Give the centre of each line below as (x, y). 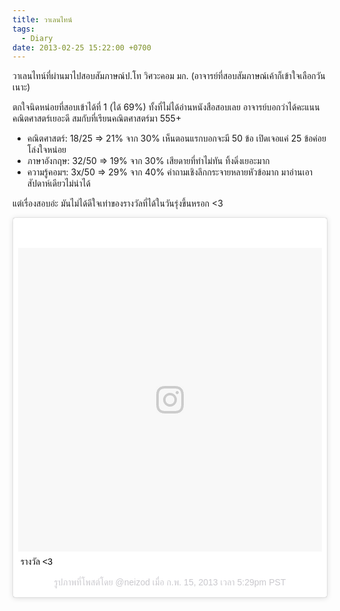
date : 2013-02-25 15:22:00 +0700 (82, 47)
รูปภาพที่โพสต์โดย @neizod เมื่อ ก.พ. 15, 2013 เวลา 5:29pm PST (170, 582)
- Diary (37, 38)
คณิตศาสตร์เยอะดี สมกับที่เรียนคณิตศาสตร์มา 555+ (97, 118)
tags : (23, 29)
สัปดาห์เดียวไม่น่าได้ (58, 183)
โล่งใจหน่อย (46, 150)
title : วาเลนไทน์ (42, 19)
